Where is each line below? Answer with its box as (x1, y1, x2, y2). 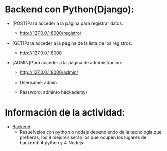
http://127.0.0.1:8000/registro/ (19, 30, 82, 36)
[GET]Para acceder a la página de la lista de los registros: (12, 40, 132, 46)
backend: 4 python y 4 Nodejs (19, 139, 83, 145)
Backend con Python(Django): (5, 4, 135, 15)
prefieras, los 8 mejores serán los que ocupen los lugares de (19, 134, 147, 140)
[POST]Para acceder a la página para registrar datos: (12, 20, 123, 26)
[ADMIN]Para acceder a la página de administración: (12, 59, 122, 65)
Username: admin (19, 79, 57, 85)
